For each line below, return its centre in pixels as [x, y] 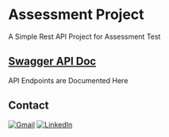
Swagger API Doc [52, 61]
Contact [29, 106]
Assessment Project [76, 15]
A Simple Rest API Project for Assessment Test [84, 36]
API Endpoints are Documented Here [68, 80]
